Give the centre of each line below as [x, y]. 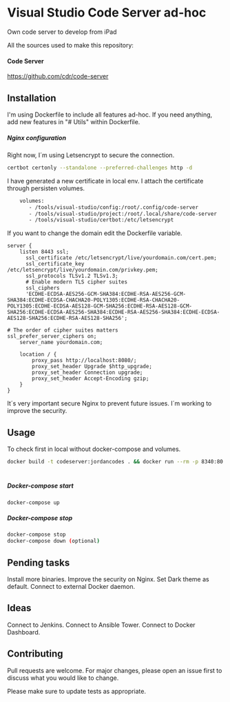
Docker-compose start [40, 486]
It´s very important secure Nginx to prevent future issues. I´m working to [109, 403]
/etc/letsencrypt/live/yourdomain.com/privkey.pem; [83, 270]
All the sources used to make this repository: [71, 45]
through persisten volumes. [46, 188]
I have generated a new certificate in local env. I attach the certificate [105, 181]
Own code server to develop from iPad [62, 32]
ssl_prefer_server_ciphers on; [52, 337]
